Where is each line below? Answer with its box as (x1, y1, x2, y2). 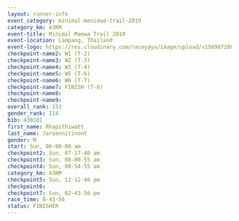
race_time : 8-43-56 (7, 196, 65, 203)
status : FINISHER (7, 202, 59, 210)
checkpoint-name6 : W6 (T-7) (7, 76, 91, 84)
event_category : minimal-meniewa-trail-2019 (7, 17, 142, 24)
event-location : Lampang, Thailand (7, 37, 113, 44)
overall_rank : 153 (7, 103, 62, 110)
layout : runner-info (7, 10, 69, 18)
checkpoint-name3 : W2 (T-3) (7, 57, 91, 64)
